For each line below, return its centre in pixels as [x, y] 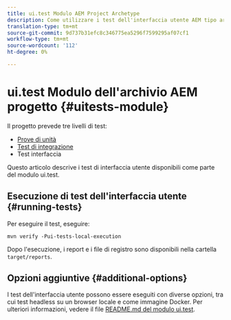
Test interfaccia [39, 154]
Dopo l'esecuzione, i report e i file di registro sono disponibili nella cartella [112, 249]
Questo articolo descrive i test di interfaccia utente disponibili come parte [111, 167]
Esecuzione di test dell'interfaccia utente [97, 196]
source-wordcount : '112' [43, 46]
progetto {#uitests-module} [88, 107]
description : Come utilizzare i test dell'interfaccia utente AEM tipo [112, 20]
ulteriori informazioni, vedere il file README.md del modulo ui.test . [101, 309]
